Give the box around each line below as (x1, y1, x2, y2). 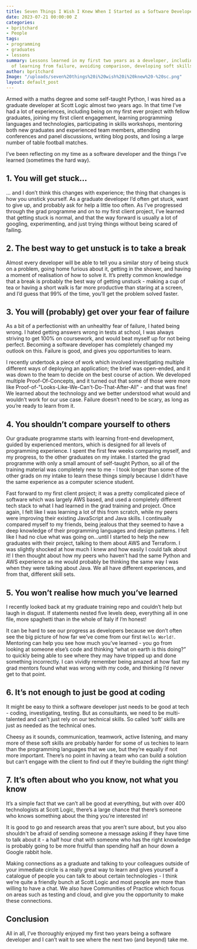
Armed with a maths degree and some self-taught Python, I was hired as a (6, 95, 186, 103)
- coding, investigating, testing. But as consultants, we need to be (6, 709, 165, 716)
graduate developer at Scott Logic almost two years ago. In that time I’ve (6, 102, 182, 108)
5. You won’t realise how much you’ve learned (6, 588, 178, 598)
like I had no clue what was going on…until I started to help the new (6, 534, 169, 541)
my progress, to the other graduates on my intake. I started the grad (6, 453, 170, 460)
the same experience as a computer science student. (6, 479, 135, 486)
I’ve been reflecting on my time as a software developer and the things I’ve (6, 151, 186, 157)
